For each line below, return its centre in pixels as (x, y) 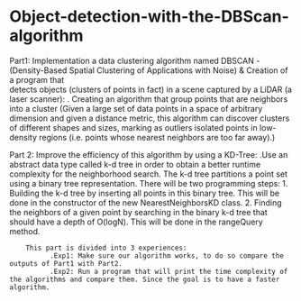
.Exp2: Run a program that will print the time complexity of (169, 271)
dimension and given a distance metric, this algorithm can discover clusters (150, 118)
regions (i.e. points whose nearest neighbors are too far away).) (157, 137)
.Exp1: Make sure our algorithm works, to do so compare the (166, 255)
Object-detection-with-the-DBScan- (150, 17)
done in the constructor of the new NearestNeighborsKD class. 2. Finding (146, 202)
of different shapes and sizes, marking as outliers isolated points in (134, 127)
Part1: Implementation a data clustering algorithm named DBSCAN (132, 60)
